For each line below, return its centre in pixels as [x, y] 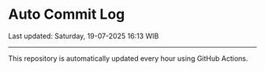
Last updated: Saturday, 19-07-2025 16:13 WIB [84, 36]
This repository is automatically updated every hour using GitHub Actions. [128, 58]
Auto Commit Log [67, 14]
